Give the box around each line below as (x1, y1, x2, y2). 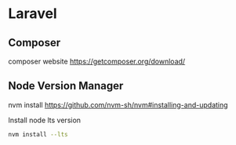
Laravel (8, 5, 57, 23)
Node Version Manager (8, 79, 124, 92)
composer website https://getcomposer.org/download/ (8, 56, 186, 66)
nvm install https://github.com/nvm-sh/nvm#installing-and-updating (8, 100, 229, 110)
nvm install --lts (8, 130, 68, 138)
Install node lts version (8, 115, 81, 125)
